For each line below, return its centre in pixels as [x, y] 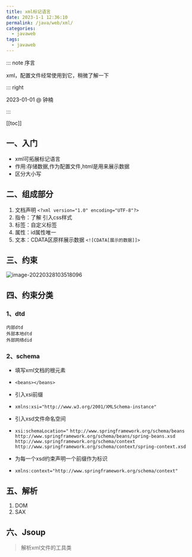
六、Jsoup [26, 532]
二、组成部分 [30, 194]
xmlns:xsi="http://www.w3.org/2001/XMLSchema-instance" [86, 407]
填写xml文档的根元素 [40, 370]
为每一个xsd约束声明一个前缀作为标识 [61, 459]
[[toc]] [14, 123]
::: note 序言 [21, 63]
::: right [15, 87]
